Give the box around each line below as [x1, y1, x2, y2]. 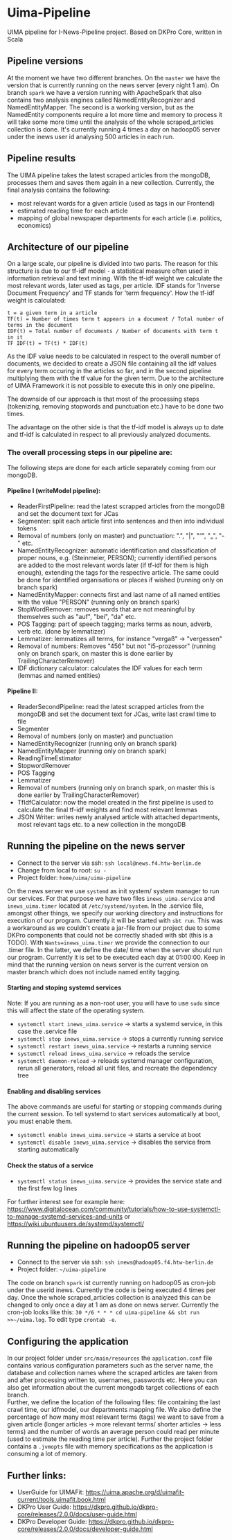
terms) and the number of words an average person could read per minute [7, 1428, 220, 1436]
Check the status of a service [7, 1161, 93, 1170]
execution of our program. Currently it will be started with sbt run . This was [7, 916, 223, 924]
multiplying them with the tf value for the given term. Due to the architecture [7, 374, 224, 382]
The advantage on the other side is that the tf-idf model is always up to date [7, 423, 224, 431]
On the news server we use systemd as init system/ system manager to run [7, 886, 220, 895]
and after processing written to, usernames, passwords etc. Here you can [7, 1376, 217, 1384]
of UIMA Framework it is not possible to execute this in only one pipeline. [7, 382, 215, 390]
